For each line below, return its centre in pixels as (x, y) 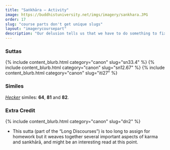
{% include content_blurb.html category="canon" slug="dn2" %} (73, 121)
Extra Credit (20, 110)
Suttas (13, 51)
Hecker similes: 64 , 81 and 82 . (37, 97)
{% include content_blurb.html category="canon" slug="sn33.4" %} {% (80, 62)
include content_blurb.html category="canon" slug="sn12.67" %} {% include (85, 68)
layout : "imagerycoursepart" (36, 29)
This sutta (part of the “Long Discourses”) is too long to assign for (81, 131)
